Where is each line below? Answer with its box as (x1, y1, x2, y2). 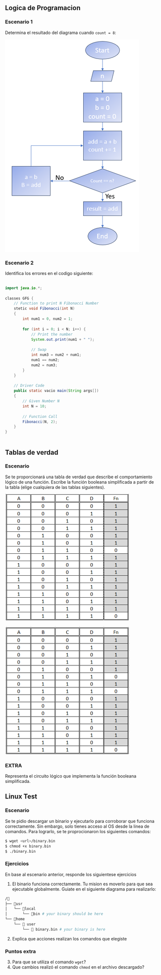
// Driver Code (14, 383, 45, 388)
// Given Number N (22, 399, 60, 404)
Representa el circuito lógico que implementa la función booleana (5, 773, 137, 779)
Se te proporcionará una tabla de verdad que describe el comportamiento (5, 474, 153, 480)
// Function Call (22, 414, 57, 419)
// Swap (31, 347, 47, 352)
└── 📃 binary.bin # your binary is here (22, 927, 106, 932)
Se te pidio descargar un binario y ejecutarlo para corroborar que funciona (5, 818, 155, 824)
